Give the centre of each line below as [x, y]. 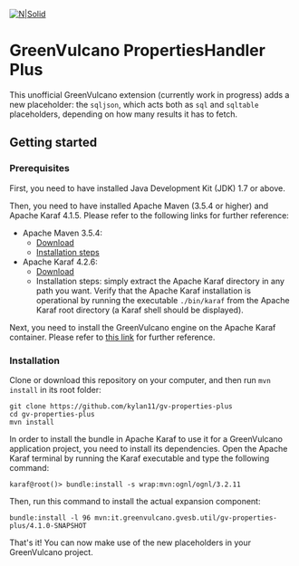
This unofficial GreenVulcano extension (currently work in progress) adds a [149, 94]
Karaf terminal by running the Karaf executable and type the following [140, 458]
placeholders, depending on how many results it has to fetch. [124, 114]
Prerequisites [39, 168]
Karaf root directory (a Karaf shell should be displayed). [140, 310]
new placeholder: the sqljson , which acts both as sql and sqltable [134, 104]
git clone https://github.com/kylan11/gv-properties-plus [121, 406]
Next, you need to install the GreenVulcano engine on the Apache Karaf [143, 327]
